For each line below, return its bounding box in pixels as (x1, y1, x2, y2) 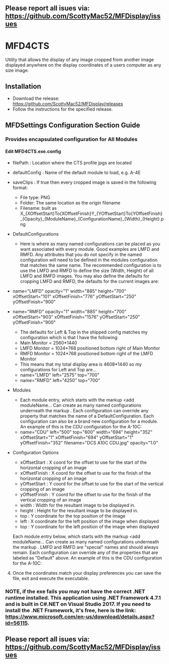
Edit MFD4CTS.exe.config (5, 148, 62, 154)
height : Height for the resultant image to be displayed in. (20, 507, 139, 514)
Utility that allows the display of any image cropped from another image (5, 57, 154, 63)
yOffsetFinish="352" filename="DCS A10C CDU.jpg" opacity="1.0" (20, 439, 158, 446)
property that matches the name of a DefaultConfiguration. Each (20, 413, 154, 419)
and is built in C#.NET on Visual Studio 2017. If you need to (5, 600, 151, 607)
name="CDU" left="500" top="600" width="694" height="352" (20, 429, 153, 435)
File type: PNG (20, 194, 50, 200)
